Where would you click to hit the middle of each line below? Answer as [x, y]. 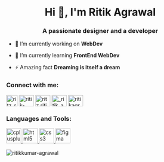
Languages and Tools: [39, 118]
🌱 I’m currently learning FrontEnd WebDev [67, 56]
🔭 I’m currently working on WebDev [59, 44]
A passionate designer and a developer [100, 31]
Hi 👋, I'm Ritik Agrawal [100, 12]
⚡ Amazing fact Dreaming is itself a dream [67, 68]
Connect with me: [33, 85]
